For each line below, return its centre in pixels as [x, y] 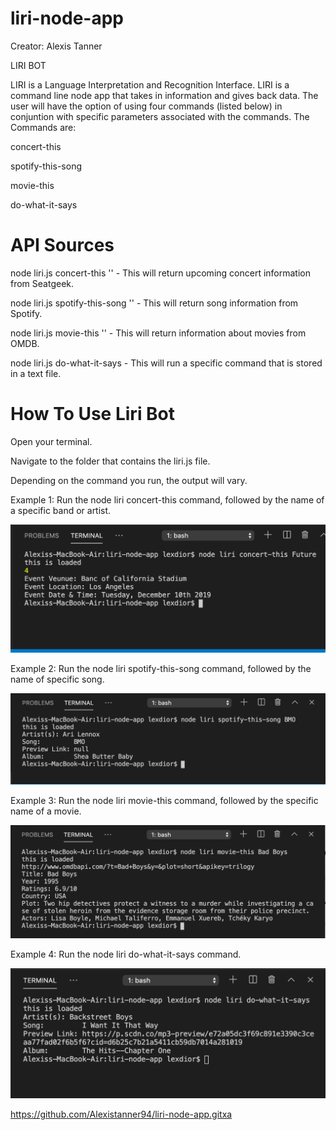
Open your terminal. [51, 441]
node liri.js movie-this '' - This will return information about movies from [158, 333]
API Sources [62, 245]
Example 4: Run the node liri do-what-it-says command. [126, 954]
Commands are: [43, 127]
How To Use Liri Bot [93, 414]
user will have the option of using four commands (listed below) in [146, 106]
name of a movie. [46, 811]
